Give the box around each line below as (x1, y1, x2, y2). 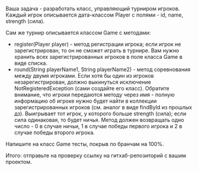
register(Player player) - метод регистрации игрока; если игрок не (14, 41, 181, 47)
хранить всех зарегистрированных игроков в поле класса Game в (14, 53, 183, 60)
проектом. (5, 159, 32, 165)
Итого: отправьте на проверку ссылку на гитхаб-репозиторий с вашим (5, 152, 186, 159)
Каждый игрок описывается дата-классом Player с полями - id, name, (5, 11, 184, 18)
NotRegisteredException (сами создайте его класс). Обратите (14, 85, 170, 91)
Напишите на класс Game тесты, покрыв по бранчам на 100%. (5, 141, 164, 147)
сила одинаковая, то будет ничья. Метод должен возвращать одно (14, 116, 184, 123)
